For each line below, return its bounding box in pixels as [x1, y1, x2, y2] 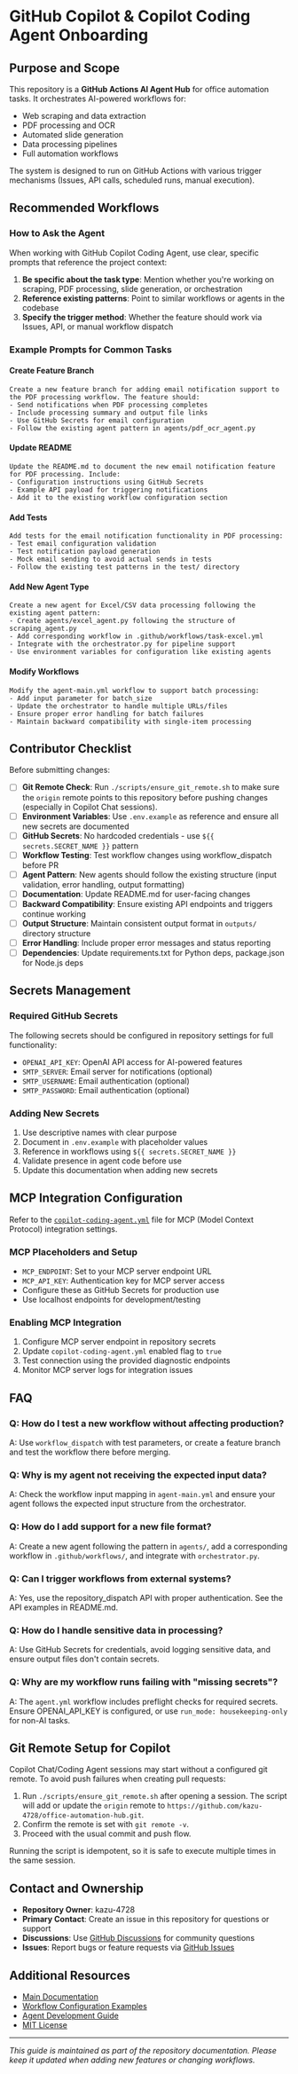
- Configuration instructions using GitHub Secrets [9, 477, 204, 487]
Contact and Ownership [9, 1881, 144, 1896]
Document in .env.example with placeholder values [21, 1137, 208, 1147]
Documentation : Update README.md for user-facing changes [21, 888, 251, 899]
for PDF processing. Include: [9, 470, 122, 479]
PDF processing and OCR [21, 120, 115, 130]
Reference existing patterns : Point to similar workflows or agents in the [21, 293, 286, 304]
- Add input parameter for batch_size [9, 694, 153, 703]
